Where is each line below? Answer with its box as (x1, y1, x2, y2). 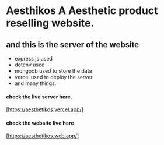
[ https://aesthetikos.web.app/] (6, 132, 79, 139)
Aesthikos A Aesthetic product (6, 4, 158, 17)
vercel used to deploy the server (14, 74, 93, 80)
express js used (14, 55, 53, 62)
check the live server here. (6, 93, 72, 100)
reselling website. (6, 16, 95, 30)
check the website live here (6, 119, 74, 126)
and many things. (14, 80, 57, 87)
